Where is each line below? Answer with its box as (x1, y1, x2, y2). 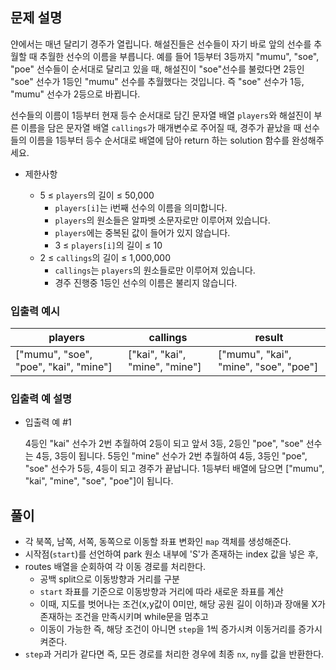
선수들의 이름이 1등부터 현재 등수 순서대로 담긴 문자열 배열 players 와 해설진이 (10, 109, 312, 121)
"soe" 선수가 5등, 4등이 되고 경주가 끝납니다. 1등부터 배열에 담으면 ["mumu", (24, 463, 325, 475)
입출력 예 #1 (24, 416, 72, 428)
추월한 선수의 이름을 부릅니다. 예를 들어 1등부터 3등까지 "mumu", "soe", (39, 50, 320, 62)
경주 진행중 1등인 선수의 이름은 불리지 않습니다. (54, 276, 238, 288)
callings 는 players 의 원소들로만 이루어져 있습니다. (54, 264, 256, 276)
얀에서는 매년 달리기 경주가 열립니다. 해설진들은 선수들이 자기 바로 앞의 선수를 (10, 38, 312, 50)
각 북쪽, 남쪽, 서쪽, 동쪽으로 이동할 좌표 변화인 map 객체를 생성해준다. (24, 536, 292, 548)
